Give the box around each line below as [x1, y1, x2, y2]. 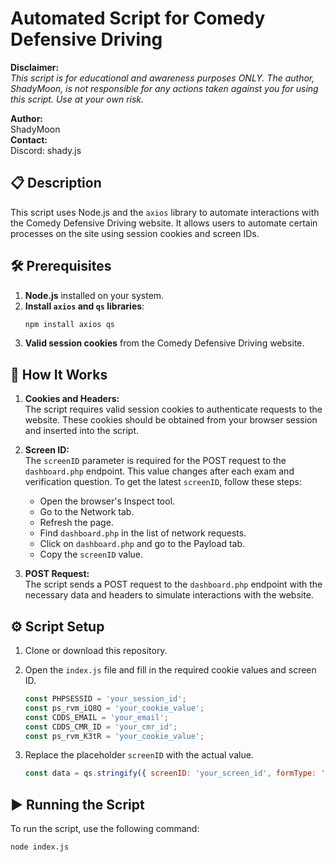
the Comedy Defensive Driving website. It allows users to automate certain [10, 217, 318, 229]
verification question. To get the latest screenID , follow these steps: [24, 476, 303, 488]
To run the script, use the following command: [10, 823, 200, 835]
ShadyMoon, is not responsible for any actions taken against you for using [10, 82, 319, 94]
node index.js [10, 842, 70, 852]
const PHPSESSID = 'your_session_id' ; [24, 694, 187, 704]
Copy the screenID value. [39, 548, 144, 561]
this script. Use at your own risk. [10, 93, 145, 105]
